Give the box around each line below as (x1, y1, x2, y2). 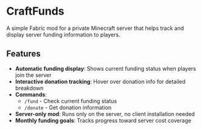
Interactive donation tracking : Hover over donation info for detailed (15, 78, 186, 85)
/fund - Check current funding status (24, 97, 117, 104)
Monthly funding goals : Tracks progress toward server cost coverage (15, 117, 192, 124)
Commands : (15, 90, 47, 98)
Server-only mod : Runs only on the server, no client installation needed (15, 110, 195, 117)
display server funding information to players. (6, 31, 120, 38)
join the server (15, 71, 52, 79)
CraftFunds (6, 4, 65, 18)
